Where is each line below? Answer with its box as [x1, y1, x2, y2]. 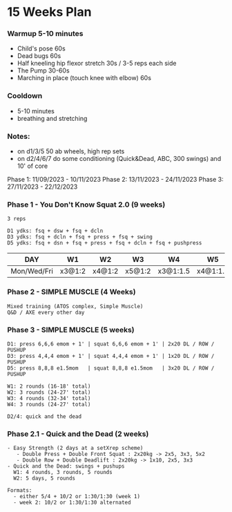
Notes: [7, 131, 30, 141]
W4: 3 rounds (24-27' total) [7, 401, 91, 408]
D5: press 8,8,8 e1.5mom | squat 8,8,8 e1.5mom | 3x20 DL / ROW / [7, 364, 215, 372]
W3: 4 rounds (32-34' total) [7, 395, 91, 401]
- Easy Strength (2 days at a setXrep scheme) [7, 445, 144, 452]
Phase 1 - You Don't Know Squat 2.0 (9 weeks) [7, 200, 166, 209]
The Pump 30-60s [17, 66, 70, 75]
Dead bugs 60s [17, 52, 61, 60]
